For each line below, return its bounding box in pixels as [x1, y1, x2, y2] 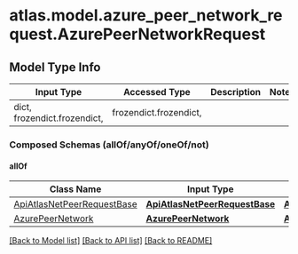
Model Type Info [9, 60, 101, 75]
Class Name [49, 183, 102, 195]
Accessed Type [122, 86, 191, 98]
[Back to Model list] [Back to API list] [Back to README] [9, 235, 213, 246]
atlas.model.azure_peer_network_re [9, 5, 283, 26]
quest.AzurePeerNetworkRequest [9, 24, 266, 44]
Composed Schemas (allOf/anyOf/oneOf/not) [9, 139, 210, 151]
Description [210, 86, 262, 98]
